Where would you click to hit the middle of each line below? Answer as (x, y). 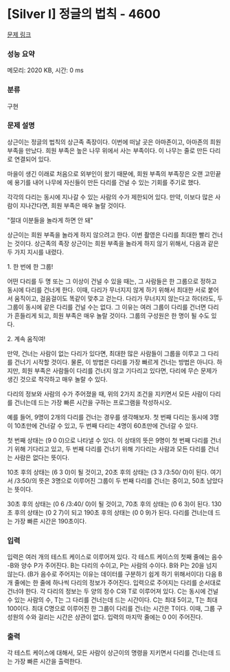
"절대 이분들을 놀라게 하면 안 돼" (50, 220)
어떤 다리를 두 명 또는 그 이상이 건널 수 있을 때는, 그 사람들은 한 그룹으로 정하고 (112, 281)
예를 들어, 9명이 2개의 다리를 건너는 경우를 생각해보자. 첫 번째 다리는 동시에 (107, 417)
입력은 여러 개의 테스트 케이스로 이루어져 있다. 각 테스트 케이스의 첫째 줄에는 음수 (115, 557)
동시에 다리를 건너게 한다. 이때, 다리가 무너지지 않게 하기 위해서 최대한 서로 (107, 290)
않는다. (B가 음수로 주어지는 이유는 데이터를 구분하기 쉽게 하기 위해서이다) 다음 (112, 574)
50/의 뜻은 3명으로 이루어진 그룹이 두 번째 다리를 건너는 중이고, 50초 (113, 480)
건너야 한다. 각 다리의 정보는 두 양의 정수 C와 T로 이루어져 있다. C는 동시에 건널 (113, 592)
